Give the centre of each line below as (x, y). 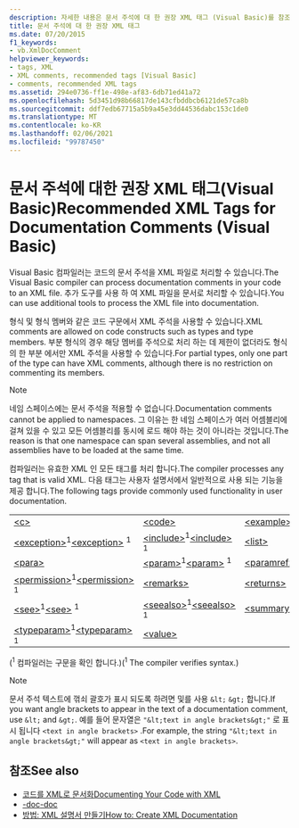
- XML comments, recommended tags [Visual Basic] (103, 76)
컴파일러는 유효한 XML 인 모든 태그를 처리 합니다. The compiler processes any (147, 468)
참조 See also (44, 771)
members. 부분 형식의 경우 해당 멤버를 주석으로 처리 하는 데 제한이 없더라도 (140, 342)
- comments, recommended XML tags (73, 84)
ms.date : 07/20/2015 (48, 34)
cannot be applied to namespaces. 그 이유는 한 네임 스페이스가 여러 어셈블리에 (148, 419)
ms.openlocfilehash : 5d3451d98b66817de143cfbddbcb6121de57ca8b (129, 100)
